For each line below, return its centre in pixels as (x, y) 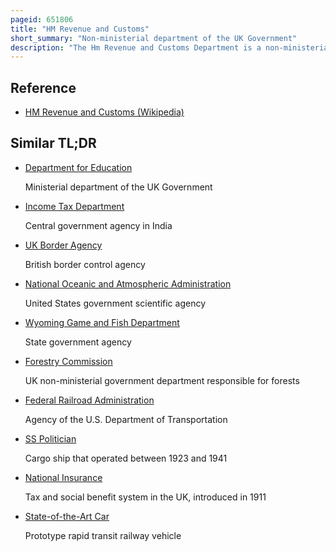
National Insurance (63, 477)
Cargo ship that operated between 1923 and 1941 (126, 458)
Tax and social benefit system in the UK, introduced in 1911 (145, 497)
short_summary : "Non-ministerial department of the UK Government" (154, 38)
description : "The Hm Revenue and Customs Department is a (136, 47)
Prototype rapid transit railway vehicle (103, 535)
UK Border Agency (63, 245)
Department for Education (78, 167)
